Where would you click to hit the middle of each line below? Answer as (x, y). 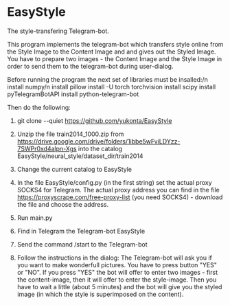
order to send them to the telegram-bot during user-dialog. (90, 66)
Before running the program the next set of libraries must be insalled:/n (107, 79)
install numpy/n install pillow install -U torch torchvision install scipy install (112, 87)
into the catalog (100, 148)
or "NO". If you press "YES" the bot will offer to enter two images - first (117, 272)
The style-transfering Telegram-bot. (58, 31)
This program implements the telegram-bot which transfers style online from (115, 44)
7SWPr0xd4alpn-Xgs (47, 148)
